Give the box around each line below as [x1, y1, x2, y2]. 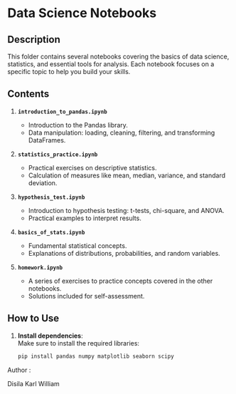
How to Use [7, 312, 60, 325]
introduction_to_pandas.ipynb [17, 108, 108, 115]
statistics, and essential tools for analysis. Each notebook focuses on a [7, 60, 215, 68]
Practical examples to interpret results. [28, 214, 142, 222]
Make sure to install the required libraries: [17, 338, 140, 347]
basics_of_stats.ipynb [17, 229, 85, 236]
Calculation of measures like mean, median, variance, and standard [28, 171, 226, 180]
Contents [7, 88, 50, 100]
